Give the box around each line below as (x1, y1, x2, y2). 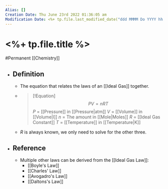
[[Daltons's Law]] (27, 178, 64, 184)
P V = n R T (88, 101, 109, 107)
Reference (12, 144, 46, 152)
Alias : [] (5, 7, 26, 13)
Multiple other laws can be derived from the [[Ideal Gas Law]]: (20, 157, 149, 163)
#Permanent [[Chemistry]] (5, 55, 60, 61)
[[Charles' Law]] (27, 167, 61, 174)
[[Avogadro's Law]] (27, 173, 68, 179)
